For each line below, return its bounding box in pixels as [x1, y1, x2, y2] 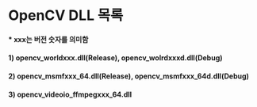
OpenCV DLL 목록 [8, 6, 124, 25]
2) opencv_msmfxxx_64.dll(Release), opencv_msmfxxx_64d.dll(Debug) [8, 71, 250, 81]
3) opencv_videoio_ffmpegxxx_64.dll [8, 90, 132, 99]
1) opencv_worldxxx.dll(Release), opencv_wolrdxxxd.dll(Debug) [8, 53, 224, 63]
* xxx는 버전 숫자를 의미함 [8, 34, 89, 44]
